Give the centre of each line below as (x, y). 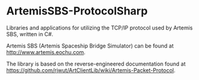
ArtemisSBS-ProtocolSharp (77, 11)
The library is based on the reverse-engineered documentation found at (96, 64)
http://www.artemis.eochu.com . (46, 52)
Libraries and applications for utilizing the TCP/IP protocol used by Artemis (99, 28)
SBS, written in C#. (30, 34)
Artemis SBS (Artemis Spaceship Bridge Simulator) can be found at (90, 46)
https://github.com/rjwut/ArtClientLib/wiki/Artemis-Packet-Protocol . (91, 70)
